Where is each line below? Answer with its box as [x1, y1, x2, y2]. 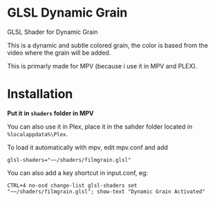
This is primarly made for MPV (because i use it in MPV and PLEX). [7, 62, 198, 70]
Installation [7, 86, 73, 102]
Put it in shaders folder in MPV [7, 109, 94, 117]
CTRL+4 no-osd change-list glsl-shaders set [7, 182, 138, 189]
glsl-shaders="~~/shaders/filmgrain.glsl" [7, 156, 131, 163]
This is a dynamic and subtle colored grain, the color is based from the [7, 41, 209, 49]
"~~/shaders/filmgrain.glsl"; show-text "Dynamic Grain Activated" [7, 188, 206, 195]
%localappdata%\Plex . [7, 129, 68, 138]
